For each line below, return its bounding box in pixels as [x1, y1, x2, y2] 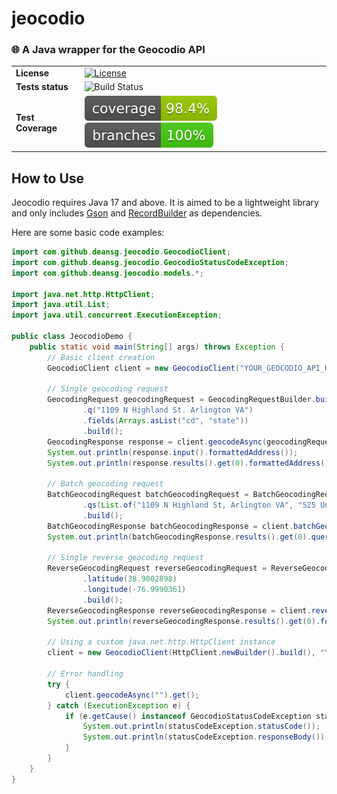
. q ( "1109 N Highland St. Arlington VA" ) [82, 405, 254, 416]
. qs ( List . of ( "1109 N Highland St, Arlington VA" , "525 [82, 500, 316, 511]
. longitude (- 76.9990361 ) [82, 585, 187, 595]
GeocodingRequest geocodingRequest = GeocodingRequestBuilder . [47, 395, 316, 405]
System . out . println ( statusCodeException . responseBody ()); [82, 732, 330, 742]
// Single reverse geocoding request [47, 553, 204, 563]
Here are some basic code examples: [11, 227, 165, 239]
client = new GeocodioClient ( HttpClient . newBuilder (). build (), [47, 648, 316, 658]
